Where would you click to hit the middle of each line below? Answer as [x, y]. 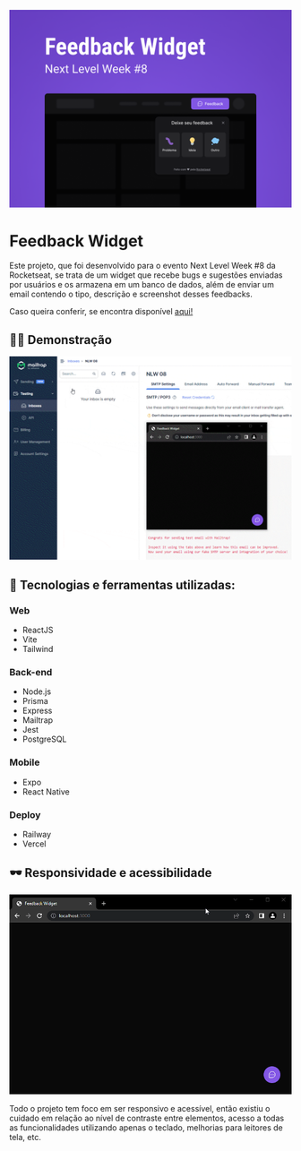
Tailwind [38, 649]
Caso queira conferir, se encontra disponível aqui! [101, 312]
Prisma [35, 701]
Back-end [31, 672]
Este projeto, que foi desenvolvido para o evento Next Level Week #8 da [142, 266]
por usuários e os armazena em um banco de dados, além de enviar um [142, 285]
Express [37, 711]
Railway [37, 834]
